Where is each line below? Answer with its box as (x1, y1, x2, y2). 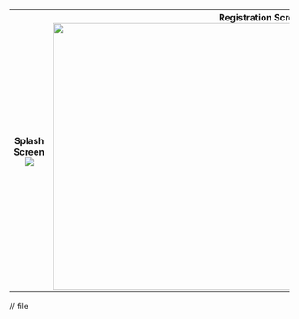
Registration (219, 12, 272, 23)
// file (9, 301, 29, 311)
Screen (13, 146, 45, 158)
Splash (13, 135, 44, 147)
